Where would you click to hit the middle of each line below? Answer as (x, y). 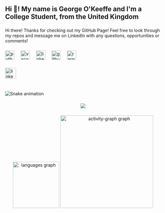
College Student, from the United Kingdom (72, 17)
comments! (17, 41)
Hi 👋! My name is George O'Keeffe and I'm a (74, 9)
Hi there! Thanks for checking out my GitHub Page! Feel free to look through (83, 31)
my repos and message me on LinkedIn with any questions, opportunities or (82, 36)
